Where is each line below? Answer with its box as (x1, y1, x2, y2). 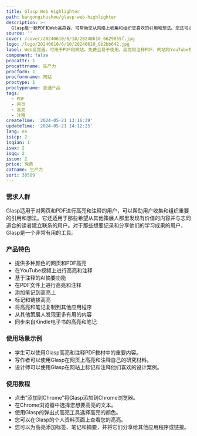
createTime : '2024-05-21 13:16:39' (6, 118, 93, 124)
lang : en (6, 129, 28, 135)
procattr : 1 (6, 58, 35, 63)
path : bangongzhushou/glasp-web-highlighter (6, 14, 117, 20)
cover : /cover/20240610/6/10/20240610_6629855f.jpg (6, 36, 135, 42)
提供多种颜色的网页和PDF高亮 (14, 259, 87, 267)
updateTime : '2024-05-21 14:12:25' (6, 123, 93, 129)
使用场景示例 (6, 334, 43, 343)
